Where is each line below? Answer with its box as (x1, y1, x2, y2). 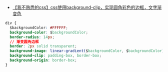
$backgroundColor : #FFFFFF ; (9, 25, 68, 30)
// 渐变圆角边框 (9, 39, 39, 44)
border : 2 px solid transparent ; (9, 44, 77, 49)
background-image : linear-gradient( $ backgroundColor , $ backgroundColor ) (9, 48, 164, 53)
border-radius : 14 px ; (9, 34, 55, 39)
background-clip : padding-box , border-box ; (9, 53, 101, 58)
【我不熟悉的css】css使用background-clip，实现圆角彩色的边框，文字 (12, 4, 157, 10)
